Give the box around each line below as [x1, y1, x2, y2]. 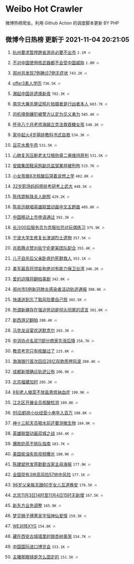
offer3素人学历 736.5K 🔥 [12, 80, 61, 86]
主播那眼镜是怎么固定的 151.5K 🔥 [12, 554, 79, 560]
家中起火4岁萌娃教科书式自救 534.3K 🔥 [12, 132, 90, 138]
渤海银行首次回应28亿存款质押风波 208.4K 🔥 [12, 358, 100, 364]
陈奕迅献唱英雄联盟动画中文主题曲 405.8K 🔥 [12, 204, 99, 209]
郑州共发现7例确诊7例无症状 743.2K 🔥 [12, 70, 87, 76]
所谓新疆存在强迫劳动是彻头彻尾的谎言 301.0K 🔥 [12, 307, 108, 313]
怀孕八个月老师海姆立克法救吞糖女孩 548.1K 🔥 [12, 121, 104, 127]
